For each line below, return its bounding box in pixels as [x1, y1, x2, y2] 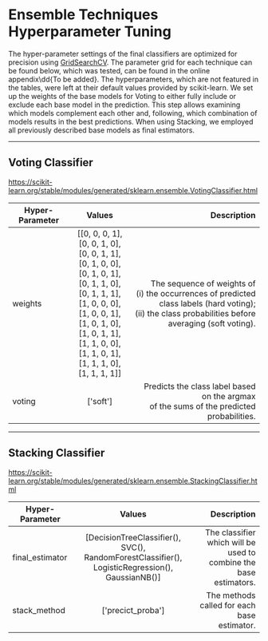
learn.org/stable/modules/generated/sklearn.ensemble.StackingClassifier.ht [8, 476, 258, 485]
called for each [199, 599, 256, 611]
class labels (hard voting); [159, 298, 256, 309]
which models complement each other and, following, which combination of [8, 108, 258, 117]
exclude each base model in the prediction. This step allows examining [8, 100, 241, 109]
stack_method [12, 604, 65, 615]
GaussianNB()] [104, 572, 161, 583]
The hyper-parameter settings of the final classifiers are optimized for [8, 49, 238, 58]
